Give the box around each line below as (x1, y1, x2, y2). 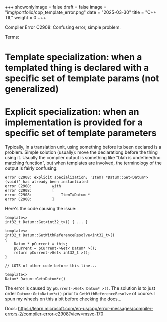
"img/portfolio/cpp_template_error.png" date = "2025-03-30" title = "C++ (5, 9, 157, 15)
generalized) (5, 83, 59, 95)
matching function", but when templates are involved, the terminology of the (5, 160, 162, 166)
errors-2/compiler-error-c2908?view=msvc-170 (5, 311, 104, 317)
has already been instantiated (23, 179, 88, 184)
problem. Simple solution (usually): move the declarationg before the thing (5, 149, 158, 155)
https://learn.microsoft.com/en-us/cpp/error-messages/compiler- (18, 306, 154, 312)
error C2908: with (5, 184, 61, 189)
